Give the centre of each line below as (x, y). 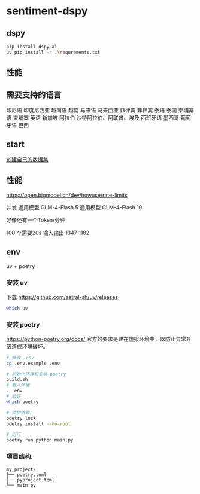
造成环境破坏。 (30, 346)
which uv (17, 308)
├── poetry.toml (26, 475)
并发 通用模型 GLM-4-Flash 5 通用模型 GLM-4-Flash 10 (74, 207)
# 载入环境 (18, 385)
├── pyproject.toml (31, 480)
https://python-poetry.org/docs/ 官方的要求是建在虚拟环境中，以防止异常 (96, 339)
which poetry (22, 402)
